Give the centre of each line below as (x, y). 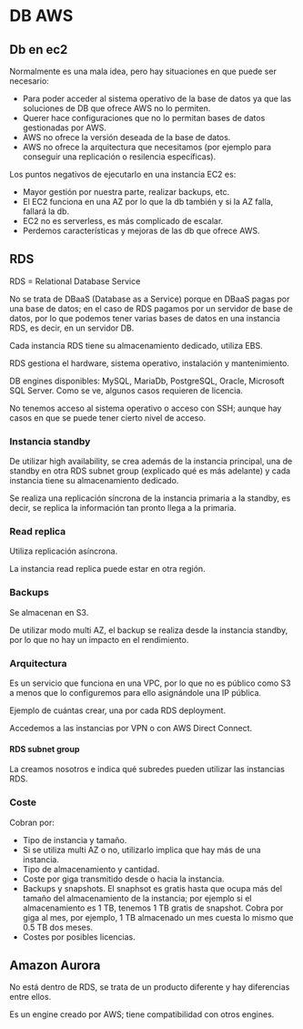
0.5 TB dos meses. (58, 927)
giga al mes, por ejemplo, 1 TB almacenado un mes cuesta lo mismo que (158, 917)
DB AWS (41, 16)
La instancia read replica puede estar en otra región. (108, 569)
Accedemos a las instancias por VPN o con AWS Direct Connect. (131, 728)
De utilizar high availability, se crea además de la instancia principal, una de (151, 462)
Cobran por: (32, 822)
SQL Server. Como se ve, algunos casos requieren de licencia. (126, 390)
